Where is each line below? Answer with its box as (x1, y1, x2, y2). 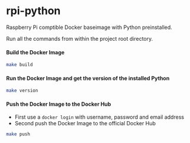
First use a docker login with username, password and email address (14, 113, 185, 121)
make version (6, 87, 38, 94)
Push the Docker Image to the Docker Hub (6, 100, 111, 108)
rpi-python (6, 4, 61, 18)
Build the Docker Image (6, 48, 65, 56)
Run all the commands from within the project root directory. (6, 35, 153, 42)
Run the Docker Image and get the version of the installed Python (6, 74, 170, 82)
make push (6, 131, 31, 137)
